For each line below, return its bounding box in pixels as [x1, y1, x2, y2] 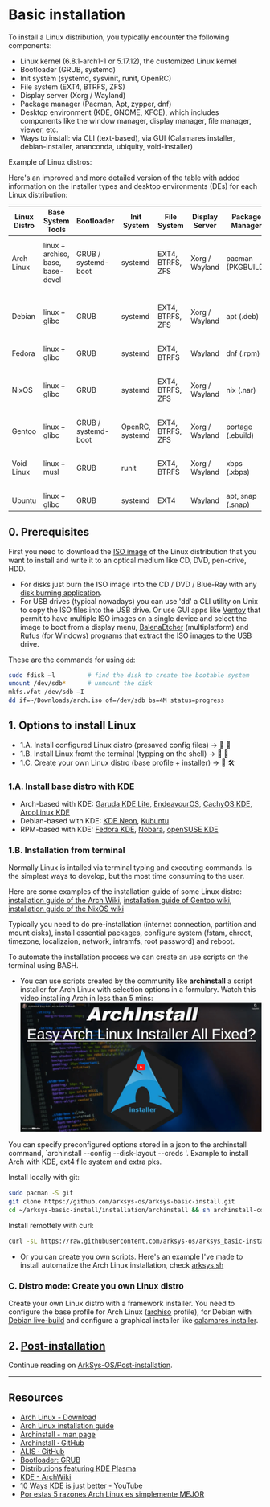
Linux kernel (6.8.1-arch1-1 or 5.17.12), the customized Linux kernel [19, 56, 237, 66]
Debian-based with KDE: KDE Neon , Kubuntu [19, 816, 170, 826]
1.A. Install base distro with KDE [8, 781, 135, 792]
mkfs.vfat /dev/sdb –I [8, 688, 84, 696]
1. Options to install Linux [8, 719, 137, 733]
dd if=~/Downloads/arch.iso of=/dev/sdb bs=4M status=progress [8, 696, 225, 704]
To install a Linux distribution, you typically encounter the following [8, 32, 230, 42]
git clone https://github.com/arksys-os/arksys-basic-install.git [8, 1198, 235, 1206]
